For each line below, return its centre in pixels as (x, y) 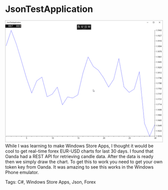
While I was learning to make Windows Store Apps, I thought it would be (79, 146)
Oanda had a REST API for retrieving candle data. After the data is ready (79, 156)
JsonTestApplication (49, 9)
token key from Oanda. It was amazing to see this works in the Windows (79, 167)
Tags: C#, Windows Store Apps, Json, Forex (50, 182)
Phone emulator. (22, 172)
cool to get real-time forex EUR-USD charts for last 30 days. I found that (79, 151)
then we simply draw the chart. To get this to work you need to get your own (84, 162)
